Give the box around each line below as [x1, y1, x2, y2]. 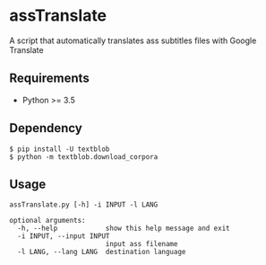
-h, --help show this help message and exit [17, 224, 230, 234]
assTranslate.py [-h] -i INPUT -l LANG [9, 200, 159, 209]
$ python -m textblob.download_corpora [9, 152, 159, 162]
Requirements [9, 71, 90, 86]
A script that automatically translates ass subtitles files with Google [9, 35, 257, 46]
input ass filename [105, 240, 178, 249]
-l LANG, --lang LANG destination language [17, 248, 186, 257]
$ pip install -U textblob [9, 145, 110, 154]
